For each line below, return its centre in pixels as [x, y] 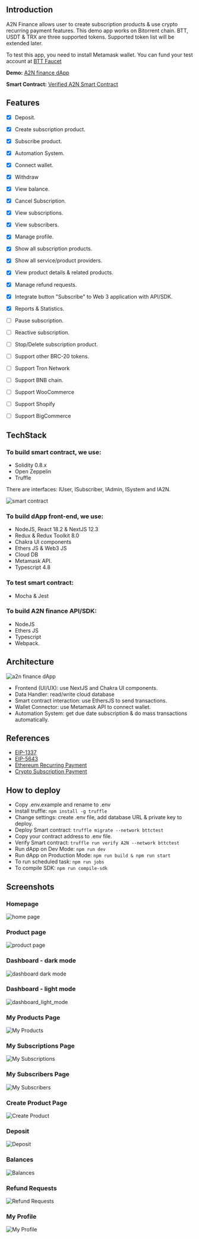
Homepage [22, 904]
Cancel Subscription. [40, 201]
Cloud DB [26, 555]
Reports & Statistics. [40, 308]
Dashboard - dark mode [41, 961]
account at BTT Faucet [34, 61]
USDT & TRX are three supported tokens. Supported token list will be [90, 37]
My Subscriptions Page [41, 1046]
